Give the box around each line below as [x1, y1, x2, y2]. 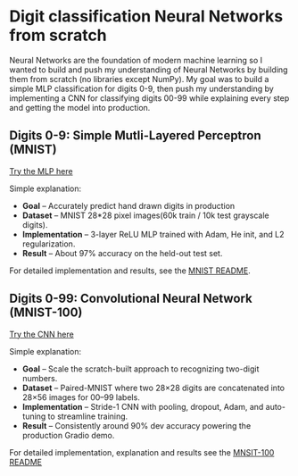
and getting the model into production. [9, 102, 151, 113]
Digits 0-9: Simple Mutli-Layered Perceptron [9, 128, 261, 144]
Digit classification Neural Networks [9, 6, 284, 27]
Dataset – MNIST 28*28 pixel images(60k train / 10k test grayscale [21, 210, 269, 221]
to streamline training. [47, 411, 128, 422]
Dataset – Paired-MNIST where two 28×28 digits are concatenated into [21, 382, 286, 393]
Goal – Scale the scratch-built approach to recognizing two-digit [21, 363, 260, 374]
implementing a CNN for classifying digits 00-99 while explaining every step [9, 92, 290, 104]
